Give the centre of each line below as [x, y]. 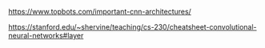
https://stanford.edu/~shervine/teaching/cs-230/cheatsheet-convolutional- [133, 27]
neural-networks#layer [46, 36]
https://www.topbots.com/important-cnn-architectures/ [100, 12]
